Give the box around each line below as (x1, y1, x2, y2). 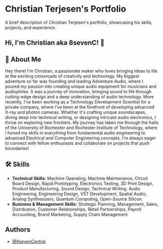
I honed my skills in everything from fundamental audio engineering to (5, 130, 145, 136)
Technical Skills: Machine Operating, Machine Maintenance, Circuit (12, 175, 148, 181)
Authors (5, 226, 31, 234)
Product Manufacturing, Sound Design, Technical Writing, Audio (12, 185, 141, 191)
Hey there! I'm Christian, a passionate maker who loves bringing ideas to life (5, 68, 158, 74)
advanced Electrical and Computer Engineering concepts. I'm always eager (5, 135, 156, 141)
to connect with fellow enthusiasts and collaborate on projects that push (5, 140, 150, 146)
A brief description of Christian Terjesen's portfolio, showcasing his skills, (5, 19, 153, 25)
